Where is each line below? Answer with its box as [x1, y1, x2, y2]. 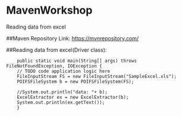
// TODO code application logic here [17, 68, 111, 74]
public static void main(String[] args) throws [17, 58, 137, 64]
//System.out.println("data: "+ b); [17, 89, 108, 95]
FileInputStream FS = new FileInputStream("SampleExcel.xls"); [17, 73, 177, 79]
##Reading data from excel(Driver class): [6, 46, 107, 54]
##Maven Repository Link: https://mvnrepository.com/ [6, 35, 139, 42]
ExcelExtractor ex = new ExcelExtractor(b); [17, 94, 129, 100]
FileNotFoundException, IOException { [6, 63, 102, 69]
